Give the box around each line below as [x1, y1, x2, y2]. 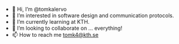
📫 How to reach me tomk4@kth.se [11, 32, 99, 38]
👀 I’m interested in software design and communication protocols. [11, 12, 174, 19]
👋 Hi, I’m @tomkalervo [11, 6, 67, 12]
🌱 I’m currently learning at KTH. [11, 18, 90, 25]
